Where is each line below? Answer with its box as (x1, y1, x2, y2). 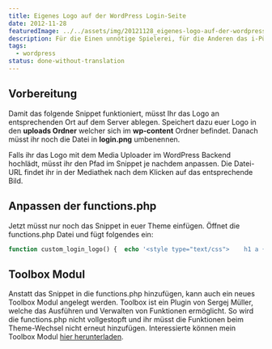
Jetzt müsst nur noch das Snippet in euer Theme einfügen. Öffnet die (8, 220, 240, 231)
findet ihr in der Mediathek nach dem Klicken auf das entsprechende (23, 167, 253, 177)
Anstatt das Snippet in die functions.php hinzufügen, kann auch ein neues (8, 289, 255, 299)
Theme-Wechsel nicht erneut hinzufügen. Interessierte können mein (8, 323, 236, 333)
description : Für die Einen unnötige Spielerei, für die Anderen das (8, 34, 249, 43)
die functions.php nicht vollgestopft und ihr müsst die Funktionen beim (8, 315, 244, 325)
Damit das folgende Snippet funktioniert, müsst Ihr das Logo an (8, 109, 220, 118)
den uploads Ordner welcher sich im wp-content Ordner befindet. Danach (8, 126, 258, 135)
